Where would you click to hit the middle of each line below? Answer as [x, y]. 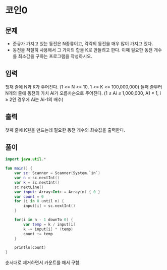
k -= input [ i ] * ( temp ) [48, 229]
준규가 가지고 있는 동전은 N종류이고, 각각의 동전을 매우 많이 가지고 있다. [83, 44]
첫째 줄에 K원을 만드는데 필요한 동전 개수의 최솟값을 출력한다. [65, 130]
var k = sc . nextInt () [37, 182]
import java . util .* [26, 159]
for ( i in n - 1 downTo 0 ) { [44, 220]
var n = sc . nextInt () [37, 178]
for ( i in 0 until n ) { [39, 201]
